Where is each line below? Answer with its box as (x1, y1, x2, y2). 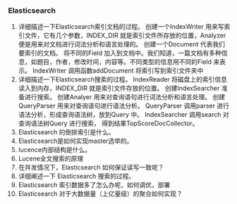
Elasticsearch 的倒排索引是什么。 (18, 128, 115, 136)
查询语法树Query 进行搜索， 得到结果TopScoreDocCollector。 (18, 119, 199, 128)
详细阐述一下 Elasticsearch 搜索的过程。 (18, 172, 135, 181)
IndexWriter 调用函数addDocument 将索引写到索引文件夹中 (32, 66, 204, 75)
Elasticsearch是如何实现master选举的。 (18, 136, 133, 146)
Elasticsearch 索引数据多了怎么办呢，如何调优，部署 (18, 181, 171, 189)
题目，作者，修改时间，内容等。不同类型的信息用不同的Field (37, 58, 212, 66)
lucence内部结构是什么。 (18, 146, 92, 154)
